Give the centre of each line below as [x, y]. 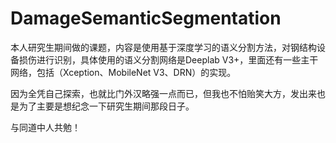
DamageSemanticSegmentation [146, 18]
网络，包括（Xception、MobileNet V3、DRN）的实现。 [123, 72]
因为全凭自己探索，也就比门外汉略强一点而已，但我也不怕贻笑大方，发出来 [163, 93]
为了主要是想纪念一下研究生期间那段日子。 [106, 106]
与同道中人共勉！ [45, 127]
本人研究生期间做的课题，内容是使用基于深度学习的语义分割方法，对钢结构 [163, 47]
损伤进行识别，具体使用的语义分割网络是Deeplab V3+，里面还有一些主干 [168, 59]
